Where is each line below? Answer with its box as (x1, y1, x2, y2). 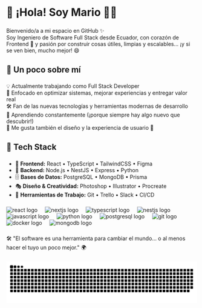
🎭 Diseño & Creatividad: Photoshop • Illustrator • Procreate (15, 182, 167, 190)
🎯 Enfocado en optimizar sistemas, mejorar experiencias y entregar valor (6, 89, 187, 96)
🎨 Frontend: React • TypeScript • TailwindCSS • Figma (15, 160, 153, 167)
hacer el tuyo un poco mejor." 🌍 (6, 244, 86, 251)
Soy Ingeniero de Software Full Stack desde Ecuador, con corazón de (6, 34, 180, 41)
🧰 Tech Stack (6, 142, 57, 152)
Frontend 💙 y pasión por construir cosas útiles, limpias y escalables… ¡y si (6, 41, 191, 48)
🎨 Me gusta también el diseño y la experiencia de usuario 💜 (6, 124, 154, 132)
